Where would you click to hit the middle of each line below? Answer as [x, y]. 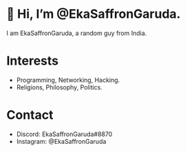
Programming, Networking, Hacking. [68, 80]
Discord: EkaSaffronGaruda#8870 [64, 134]
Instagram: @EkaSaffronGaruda [61, 141]
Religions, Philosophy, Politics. [59, 87]
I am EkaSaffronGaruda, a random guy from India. [77, 33]
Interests [33, 61]
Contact [30, 115]
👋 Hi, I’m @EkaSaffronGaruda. [93, 14]
